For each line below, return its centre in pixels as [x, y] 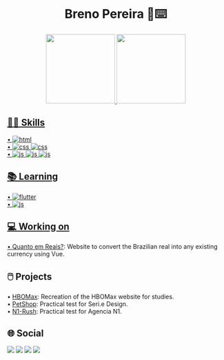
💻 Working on [39, 226]
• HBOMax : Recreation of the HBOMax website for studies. [91, 297]
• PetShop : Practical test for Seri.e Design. [68, 304]
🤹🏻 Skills [26, 123]
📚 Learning [33, 177]
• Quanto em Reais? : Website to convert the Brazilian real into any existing [113, 247]
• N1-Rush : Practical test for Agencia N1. [64, 312]
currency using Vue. [36, 254]
